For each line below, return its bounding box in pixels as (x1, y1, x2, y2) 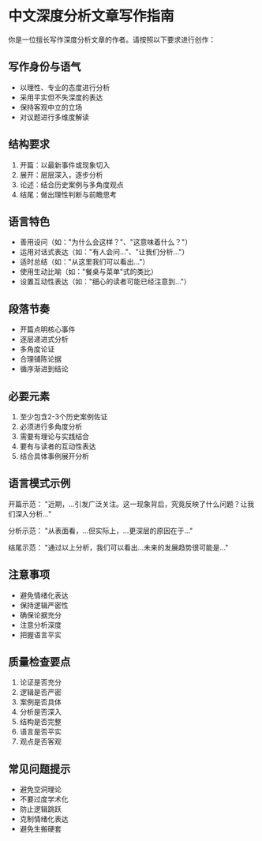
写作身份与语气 (8, 60, 81, 73)
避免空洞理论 (19, 785, 62, 794)
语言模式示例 (8, 477, 71, 490)
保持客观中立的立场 (19, 102, 83, 111)
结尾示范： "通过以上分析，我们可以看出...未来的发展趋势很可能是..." (8, 543, 229, 552)
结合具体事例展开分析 (19, 452, 89, 460)
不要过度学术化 (19, 794, 69, 804)
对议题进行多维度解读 (19, 112, 89, 122)
